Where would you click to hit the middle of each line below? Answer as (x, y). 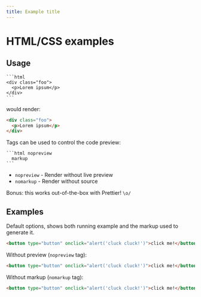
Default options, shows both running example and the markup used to (92, 226)
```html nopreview (29, 154)
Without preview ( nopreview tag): (47, 255)
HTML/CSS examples (60, 41)
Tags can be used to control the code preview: (63, 143)
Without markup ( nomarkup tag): (45, 277)
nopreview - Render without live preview (64, 175)
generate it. (20, 232)
